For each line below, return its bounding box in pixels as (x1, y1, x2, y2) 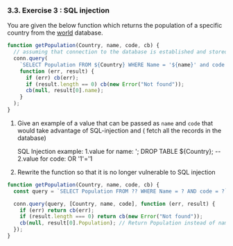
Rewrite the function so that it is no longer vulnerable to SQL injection (17, 168, 216, 176)
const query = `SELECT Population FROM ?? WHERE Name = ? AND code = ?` (13, 188, 228, 195)
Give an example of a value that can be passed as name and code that (17, 118, 214, 127)
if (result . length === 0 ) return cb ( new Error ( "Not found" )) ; (19, 213, 203, 220)
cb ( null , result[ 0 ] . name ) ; (25, 87, 104, 94)
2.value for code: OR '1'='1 (17, 155, 93, 163)
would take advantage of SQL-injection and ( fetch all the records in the (17, 126, 222, 134)
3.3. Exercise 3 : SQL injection (7, 6, 110, 15)
